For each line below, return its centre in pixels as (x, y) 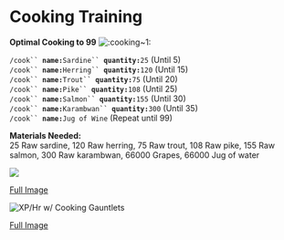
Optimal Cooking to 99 (53, 42)
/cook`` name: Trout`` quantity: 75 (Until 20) (94, 78)
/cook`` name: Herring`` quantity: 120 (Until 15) (99, 69)
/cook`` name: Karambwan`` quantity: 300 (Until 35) (104, 108)
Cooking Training (76, 17)
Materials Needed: (46, 135)
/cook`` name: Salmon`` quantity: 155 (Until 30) (98, 99)
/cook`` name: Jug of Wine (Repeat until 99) (91, 118)
